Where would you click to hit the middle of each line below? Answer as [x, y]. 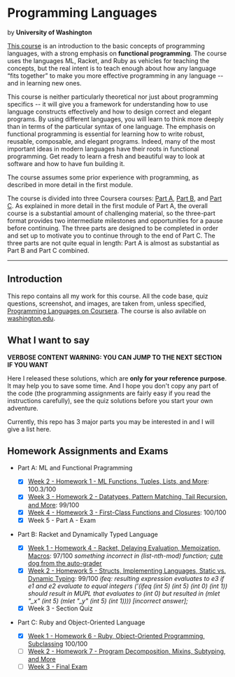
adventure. [23, 408]
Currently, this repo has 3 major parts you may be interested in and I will [111, 421]
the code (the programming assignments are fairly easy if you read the [109, 393]
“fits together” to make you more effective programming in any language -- [115, 76]
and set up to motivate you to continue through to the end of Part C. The [111, 235]
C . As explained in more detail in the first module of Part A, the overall [108, 205]
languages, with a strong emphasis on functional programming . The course [117, 53]
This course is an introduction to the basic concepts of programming [106, 46]
